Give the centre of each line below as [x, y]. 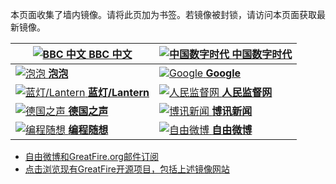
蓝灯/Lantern [118, 92]
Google [223, 73]
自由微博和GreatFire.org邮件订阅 [91, 156]
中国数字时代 [262, 54]
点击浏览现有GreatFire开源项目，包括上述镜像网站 [127, 169]
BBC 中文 [110, 54]
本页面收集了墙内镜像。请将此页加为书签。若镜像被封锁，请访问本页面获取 [163, 14]
